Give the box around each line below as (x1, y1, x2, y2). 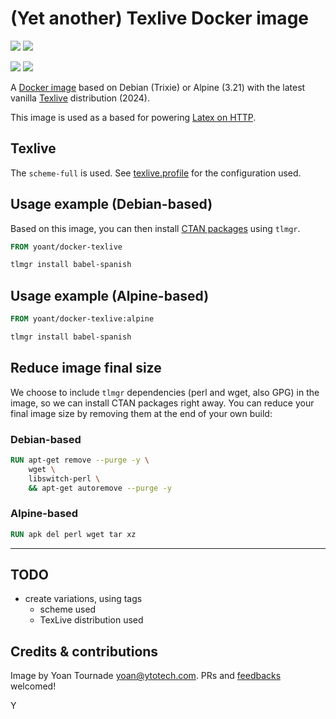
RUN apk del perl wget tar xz (10, 529, 137, 539)
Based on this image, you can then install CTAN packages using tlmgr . (10, 222, 301, 234)
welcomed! (10, 680, 57, 692)
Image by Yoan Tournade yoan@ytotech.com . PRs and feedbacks (10, 670, 282, 682)
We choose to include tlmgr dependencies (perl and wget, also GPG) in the (10, 386, 320, 398)
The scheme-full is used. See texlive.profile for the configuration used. (10, 167, 302, 179)
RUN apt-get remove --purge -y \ (10, 455, 150, 465)
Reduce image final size (10, 360, 162, 377)
